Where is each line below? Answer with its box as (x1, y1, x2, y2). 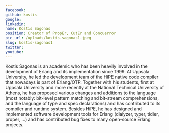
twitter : (5, 45, 24, 50)
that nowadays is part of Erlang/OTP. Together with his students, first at (5, 79, 154, 85)
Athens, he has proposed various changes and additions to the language (5, 90, 156, 96)
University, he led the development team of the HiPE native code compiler (5, 74, 159, 80)
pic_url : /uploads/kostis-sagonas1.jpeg (5, 36, 92, 41)
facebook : (5, 7, 26, 13)
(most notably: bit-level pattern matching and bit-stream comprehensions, (5, 95, 159, 101)
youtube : (5, 49, 24, 54)
